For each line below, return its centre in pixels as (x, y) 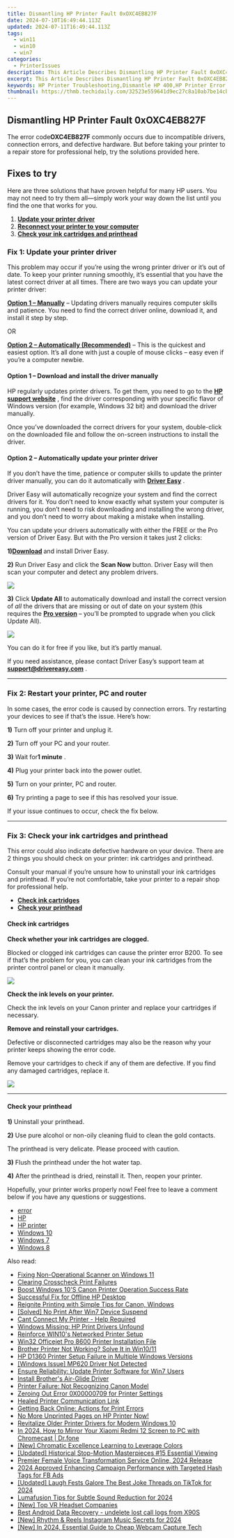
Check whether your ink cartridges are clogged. (78, 939)
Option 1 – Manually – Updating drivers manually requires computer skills (112, 303)
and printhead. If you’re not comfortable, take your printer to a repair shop (114, 879)
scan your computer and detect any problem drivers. (83, 572)
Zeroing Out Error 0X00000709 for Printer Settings (90, 1394)
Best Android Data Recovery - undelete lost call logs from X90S (109, 1512)
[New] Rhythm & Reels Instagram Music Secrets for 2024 (99, 1520)
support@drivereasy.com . (47, 669)
